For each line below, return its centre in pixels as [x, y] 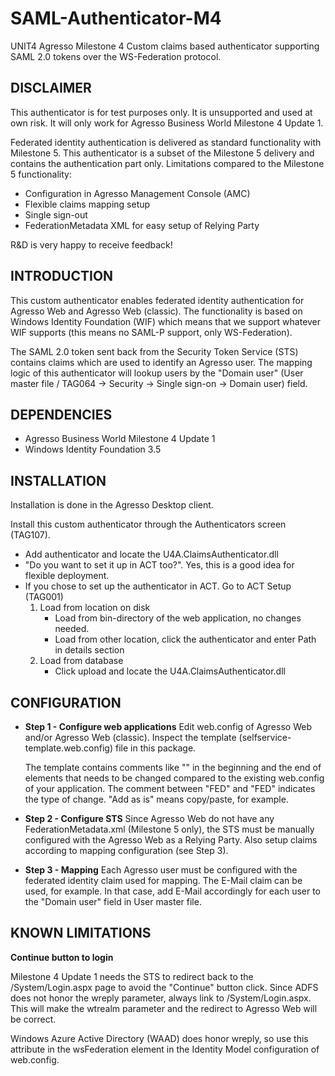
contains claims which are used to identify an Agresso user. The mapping [161, 362]
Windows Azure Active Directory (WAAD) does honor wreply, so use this [159, 1038]
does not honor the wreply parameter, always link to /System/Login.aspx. [161, 998]
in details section [89, 650]
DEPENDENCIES [61, 414]
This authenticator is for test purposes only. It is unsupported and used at [161, 112]
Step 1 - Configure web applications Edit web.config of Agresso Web [168, 726]
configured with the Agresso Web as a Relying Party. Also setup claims [171, 840]
